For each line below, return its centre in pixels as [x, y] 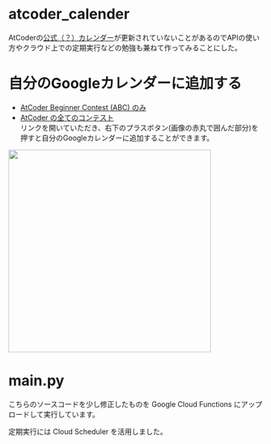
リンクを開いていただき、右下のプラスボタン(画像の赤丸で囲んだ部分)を [139, 127]
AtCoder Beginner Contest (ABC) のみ [83, 107]
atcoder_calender [69, 14]
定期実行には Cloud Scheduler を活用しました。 [88, 431]
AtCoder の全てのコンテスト [67, 117]
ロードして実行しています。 [54, 414]
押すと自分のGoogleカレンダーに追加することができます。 [117, 138]
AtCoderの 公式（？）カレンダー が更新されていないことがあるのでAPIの [127, 37]
